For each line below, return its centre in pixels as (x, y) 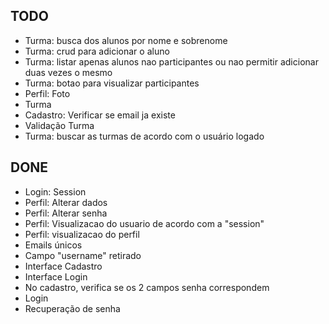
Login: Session (55, 191)
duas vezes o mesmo (68, 72)
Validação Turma (59, 125)
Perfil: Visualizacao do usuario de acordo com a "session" (144, 223)
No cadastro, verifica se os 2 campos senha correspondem (147, 287)
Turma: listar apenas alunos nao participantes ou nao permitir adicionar (171, 61)
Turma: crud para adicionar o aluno (97, 51)
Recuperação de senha (72, 308)
